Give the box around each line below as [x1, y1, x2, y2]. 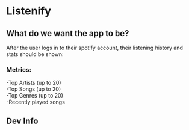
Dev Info [6, 116, 39, 126]
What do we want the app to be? [6, 28, 129, 39]
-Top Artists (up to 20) [6, 79, 61, 87]
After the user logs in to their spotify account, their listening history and [6, 44, 184, 51]
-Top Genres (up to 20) [6, 92, 63, 99]
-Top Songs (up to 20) [6, 85, 61, 93]
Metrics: [6, 65, 32, 73]
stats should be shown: [6, 51, 64, 58]
